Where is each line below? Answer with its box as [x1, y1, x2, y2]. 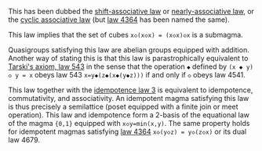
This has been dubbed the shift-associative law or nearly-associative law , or [8, 7, 255, 16]
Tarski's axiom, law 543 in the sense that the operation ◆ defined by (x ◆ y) [8, 62, 253, 71]
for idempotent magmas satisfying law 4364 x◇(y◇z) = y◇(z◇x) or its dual [8, 127, 247, 136]
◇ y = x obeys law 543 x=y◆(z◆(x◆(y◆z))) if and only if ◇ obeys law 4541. [8, 70, 246, 79]
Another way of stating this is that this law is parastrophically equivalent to [8, 54, 249, 63]
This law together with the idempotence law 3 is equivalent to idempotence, [8, 85, 253, 95]
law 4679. [8, 135, 41, 144]
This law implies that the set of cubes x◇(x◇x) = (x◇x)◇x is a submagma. [8, 31, 243, 39]
